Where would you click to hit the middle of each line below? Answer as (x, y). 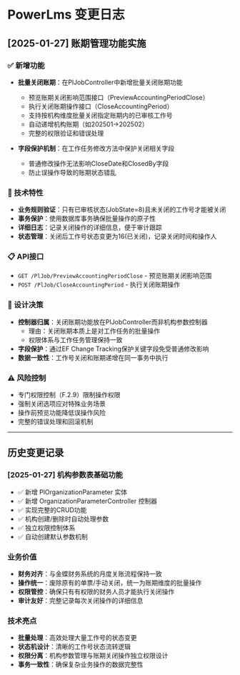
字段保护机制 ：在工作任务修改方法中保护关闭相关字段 (96, 148)
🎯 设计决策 (26, 305)
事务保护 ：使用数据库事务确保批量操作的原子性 (86, 219)
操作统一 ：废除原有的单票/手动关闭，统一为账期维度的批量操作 (110, 583)
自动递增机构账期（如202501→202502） (88, 124)
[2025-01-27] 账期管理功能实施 (77, 43)
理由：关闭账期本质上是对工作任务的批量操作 (94, 331)
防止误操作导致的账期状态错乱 (72, 172)
